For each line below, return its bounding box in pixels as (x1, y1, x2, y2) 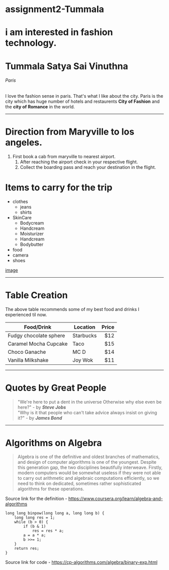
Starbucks (72, 332, 97, 339)
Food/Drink (24, 324, 52, 331)
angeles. (5, 137, 43, 148)
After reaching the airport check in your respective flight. (20, 159, 138, 165)
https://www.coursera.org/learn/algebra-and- (68, 495, 163, 502)
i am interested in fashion (5, 27, 113, 38)
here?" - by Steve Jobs (17, 404, 66, 410)
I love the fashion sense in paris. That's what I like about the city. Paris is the (5, 93, 163, 99)
